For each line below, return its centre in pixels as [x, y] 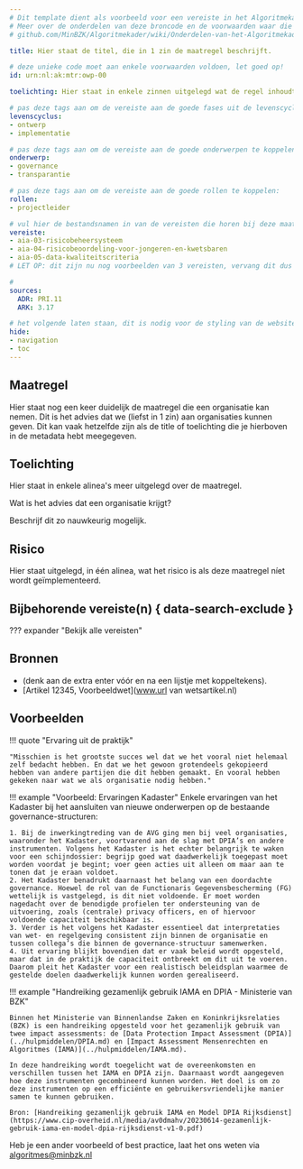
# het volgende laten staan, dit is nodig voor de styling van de [137, 324]
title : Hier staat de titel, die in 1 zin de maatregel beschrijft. [141, 51]
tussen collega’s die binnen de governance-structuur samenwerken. [139, 943]
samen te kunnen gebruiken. [62, 1097]
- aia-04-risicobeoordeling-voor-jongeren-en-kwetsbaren [119, 249]
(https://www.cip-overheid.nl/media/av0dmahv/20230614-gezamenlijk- [141, 1120]
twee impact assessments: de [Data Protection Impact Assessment [134, 1034]
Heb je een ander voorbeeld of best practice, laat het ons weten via [134, 1145]
